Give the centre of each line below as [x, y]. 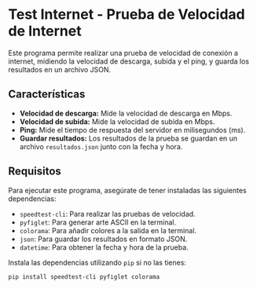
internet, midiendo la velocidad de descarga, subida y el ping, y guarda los [129, 61]
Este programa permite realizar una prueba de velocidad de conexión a [123, 53]
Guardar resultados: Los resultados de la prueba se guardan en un [128, 138]
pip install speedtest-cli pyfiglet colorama [84, 276]
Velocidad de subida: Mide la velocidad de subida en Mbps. [117, 121]
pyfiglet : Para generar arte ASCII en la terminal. [98, 222]
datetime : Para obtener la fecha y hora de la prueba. [104, 247]
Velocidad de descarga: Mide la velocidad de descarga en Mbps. [126, 113]
